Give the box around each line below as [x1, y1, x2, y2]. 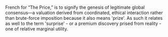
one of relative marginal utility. [5, 26, 68, 32]
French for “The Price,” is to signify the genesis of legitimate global [5, 5, 145, 10]
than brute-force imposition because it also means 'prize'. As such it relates [5, 15, 163, 21]
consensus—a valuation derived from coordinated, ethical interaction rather [5, 10, 163, 16]
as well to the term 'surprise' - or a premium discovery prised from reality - [5, 20, 162, 26]
